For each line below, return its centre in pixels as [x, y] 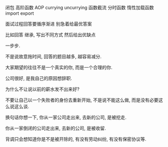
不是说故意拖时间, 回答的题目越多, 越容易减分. [53, 56]
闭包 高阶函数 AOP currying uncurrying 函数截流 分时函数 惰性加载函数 [80, 7]
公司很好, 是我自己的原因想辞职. [39, 78]
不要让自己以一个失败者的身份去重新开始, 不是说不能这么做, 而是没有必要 [82, 100]
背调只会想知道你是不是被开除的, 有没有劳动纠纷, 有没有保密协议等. [76, 139]
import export [20, 13]
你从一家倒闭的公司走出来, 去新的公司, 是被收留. [56, 128]
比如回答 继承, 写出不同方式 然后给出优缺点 [50, 35]
